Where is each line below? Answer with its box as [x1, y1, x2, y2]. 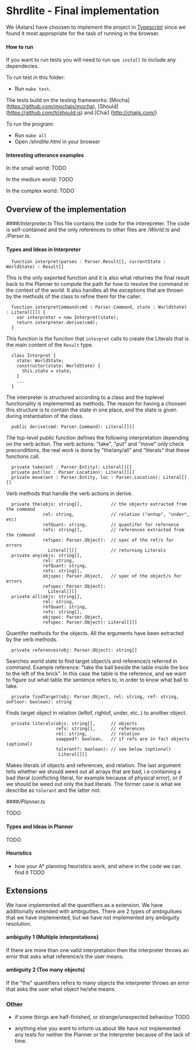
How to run [6, 43, 34, 50]
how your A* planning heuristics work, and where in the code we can [14, 862, 181, 869]
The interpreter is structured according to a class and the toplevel [6, 394, 164, 401]
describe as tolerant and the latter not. [6, 787, 101, 794]
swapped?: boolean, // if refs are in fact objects [56, 736, 190, 742]
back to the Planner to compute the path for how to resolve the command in [6, 281, 189, 288]
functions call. [6, 453, 40, 460]
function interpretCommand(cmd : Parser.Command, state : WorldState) [11, 304, 187, 311]
